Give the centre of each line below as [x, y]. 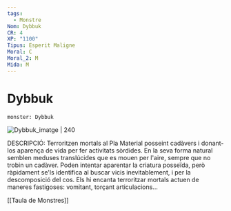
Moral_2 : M [23, 58]
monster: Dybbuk [30, 117]
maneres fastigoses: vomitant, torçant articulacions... [83, 187]
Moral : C [20, 52]
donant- [212, 143]
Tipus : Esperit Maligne [41, 45]
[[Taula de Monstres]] [38, 200]
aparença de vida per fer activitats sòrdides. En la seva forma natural [115, 150]
